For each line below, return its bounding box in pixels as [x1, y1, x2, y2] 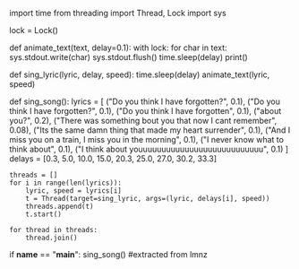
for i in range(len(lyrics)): [9, 178, 123, 187]
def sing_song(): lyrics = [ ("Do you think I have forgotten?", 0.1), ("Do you [9, 96, 280, 107]
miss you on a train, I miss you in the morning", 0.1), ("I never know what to [9, 134, 285, 144]
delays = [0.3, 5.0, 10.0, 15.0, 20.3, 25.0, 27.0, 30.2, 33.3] [9, 153, 218, 164]
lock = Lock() [9, 25, 58, 35]
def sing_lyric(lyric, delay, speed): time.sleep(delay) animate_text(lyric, [9, 69, 270, 80]
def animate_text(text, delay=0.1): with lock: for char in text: [9, 42, 227, 53]
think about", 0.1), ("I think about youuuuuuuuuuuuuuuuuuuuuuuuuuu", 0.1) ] [9, 143, 289, 154]
